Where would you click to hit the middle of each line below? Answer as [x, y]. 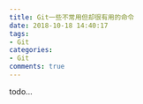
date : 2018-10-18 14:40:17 [59, 26]
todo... [21, 91]
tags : [19, 33]
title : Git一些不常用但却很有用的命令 [72, 17]
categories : [31, 50]
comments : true [37, 67]
